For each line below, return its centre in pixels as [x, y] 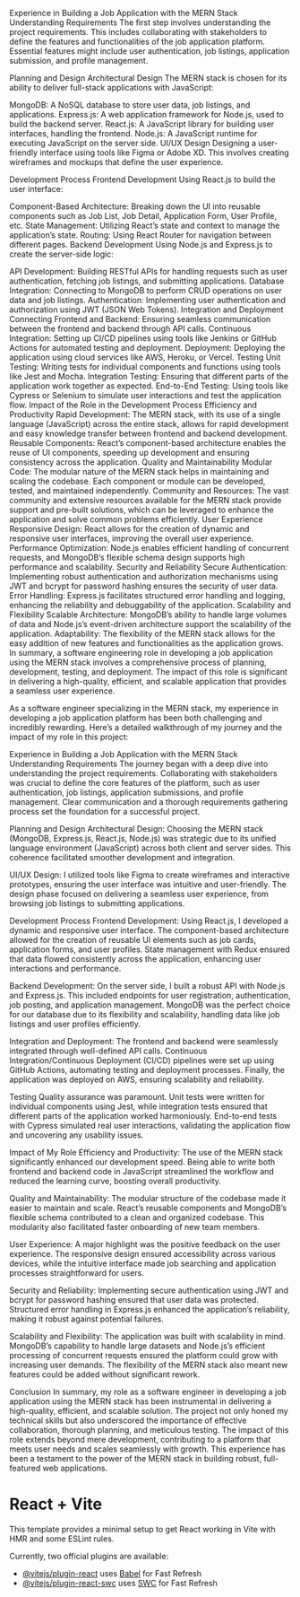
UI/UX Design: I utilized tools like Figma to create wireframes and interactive [150, 875]
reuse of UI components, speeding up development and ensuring [129, 453]
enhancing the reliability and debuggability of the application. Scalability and [150, 605]
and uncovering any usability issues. [77, 1135]
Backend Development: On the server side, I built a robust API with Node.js [147, 986]
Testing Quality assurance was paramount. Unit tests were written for [137, 1097]
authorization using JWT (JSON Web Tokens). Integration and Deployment [146, 310]
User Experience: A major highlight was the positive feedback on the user [145, 1244]
